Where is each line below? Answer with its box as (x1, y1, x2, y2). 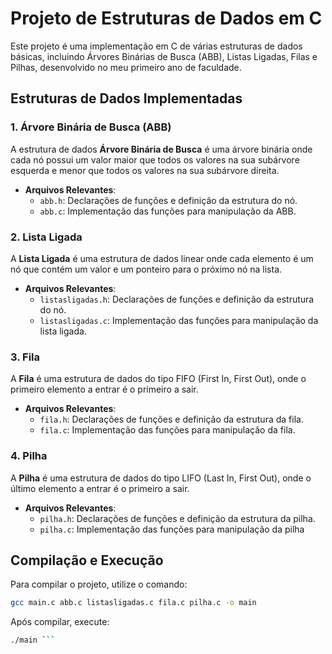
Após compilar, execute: (10, 616, 110, 628)
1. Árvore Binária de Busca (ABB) (10, 120, 172, 134)
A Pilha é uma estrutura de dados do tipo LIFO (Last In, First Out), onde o (10, 472, 312, 484)
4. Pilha (10, 449, 48, 463)
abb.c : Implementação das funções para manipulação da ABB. (39, 205, 297, 217)
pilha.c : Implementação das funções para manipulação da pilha (39, 523, 305, 535)
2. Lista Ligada (10, 230, 83, 244)
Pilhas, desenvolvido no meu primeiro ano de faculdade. (10, 61, 242, 73)
